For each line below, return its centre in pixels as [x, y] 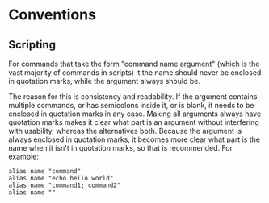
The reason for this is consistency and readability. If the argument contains [133, 97]
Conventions [53, 15]
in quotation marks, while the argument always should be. [104, 81]
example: [23, 156]
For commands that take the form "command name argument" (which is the [134, 64]
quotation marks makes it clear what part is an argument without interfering [134, 122]
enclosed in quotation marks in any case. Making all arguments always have [135, 114]
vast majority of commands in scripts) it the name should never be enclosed [135, 72]
